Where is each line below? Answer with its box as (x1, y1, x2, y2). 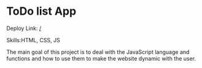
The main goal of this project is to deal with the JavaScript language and (6, 48, 190, 56)
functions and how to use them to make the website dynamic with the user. (6, 55, 196, 62)
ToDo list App (6, 4, 77, 18)
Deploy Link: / (6, 25, 42, 32)
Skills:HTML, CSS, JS (6, 36, 60, 43)
